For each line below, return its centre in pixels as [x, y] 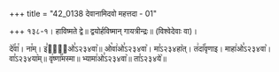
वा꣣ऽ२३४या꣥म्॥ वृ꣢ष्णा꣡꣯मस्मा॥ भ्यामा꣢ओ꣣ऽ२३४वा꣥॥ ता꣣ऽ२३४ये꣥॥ [88, 58]
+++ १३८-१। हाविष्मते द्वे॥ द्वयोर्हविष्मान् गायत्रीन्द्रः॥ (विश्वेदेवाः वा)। [103, 31]
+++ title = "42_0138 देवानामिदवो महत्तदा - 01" [83, 14]
